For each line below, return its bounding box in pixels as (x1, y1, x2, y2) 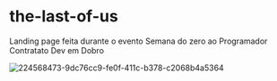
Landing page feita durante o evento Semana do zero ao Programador (9, 36, 268, 46)
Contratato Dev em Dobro (9, 45, 105, 55)
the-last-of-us (9, 6, 118, 27)
